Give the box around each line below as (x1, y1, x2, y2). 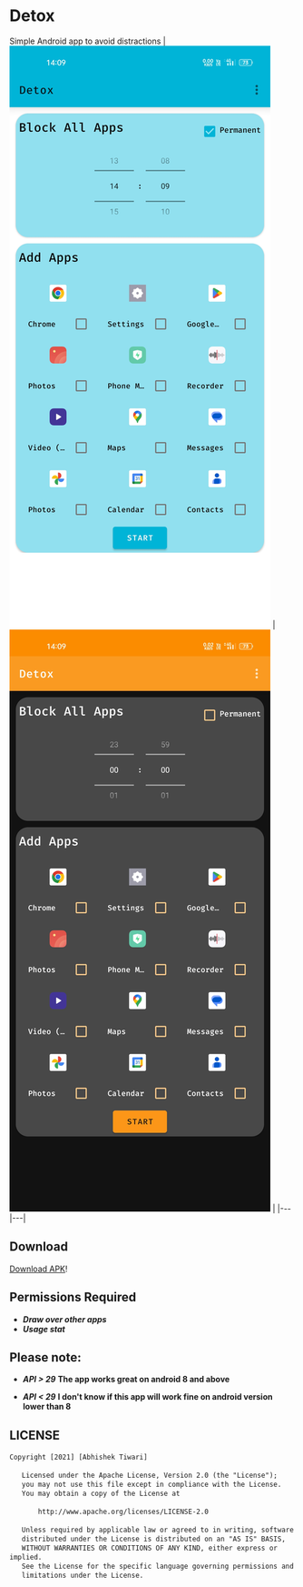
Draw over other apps (22, 1313, 107, 1324)
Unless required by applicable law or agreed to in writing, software (21, 1525, 295, 1535)
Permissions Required (9, 1290, 137, 1305)
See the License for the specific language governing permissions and (21, 1562, 295, 1572)
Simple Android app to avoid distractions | (9, 35, 166, 46)
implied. (9, 1552, 43, 1562)
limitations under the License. (21, 1571, 144, 1581)
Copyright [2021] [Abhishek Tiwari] (9, 1452, 148, 1462)
